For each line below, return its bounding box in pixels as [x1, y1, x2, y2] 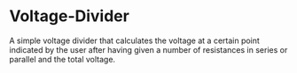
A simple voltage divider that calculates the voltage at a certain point [9, 35, 260, 46]
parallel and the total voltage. [9, 54, 116, 64]
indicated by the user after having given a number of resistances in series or [9, 44, 288, 55]
